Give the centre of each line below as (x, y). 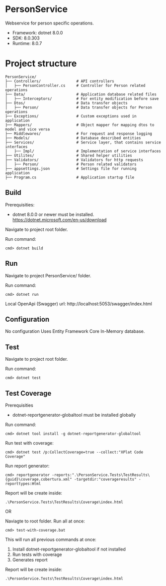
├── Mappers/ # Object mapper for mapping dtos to (80, 125)
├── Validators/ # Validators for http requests (74, 160)
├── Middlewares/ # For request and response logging (79, 133)
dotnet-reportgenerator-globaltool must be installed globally (74, 415)
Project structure (41, 64)
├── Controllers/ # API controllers (60, 81)
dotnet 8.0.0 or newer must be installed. (53, 214)
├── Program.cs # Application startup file (70, 177)
